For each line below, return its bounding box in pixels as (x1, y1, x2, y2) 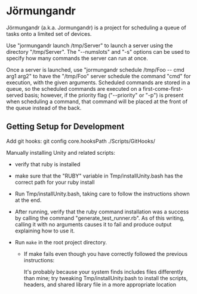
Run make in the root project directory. (14, 238, 107, 246)
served (6, 91, 24, 99)
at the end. (14, 196, 42, 204)
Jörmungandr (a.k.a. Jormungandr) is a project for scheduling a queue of (6, 24, 187, 31)
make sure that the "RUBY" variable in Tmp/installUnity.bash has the (14, 172, 183, 179)
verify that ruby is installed (14, 160, 81, 168)
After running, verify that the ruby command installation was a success (14, 208, 189, 215)
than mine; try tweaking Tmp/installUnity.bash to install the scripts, (23, 274, 188, 281)
